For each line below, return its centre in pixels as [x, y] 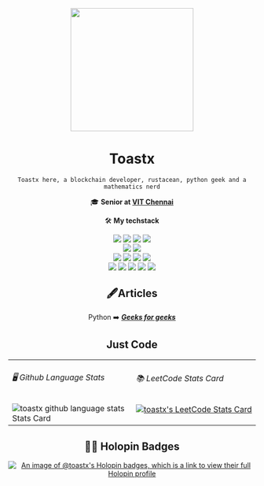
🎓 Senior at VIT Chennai [132, 202]
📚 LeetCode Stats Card [180, 378]
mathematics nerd [132, 187]
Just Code [132, 345]
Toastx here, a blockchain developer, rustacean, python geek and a [132, 180]
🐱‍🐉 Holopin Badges [132, 446]
